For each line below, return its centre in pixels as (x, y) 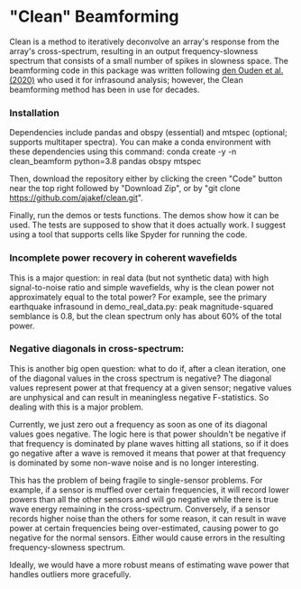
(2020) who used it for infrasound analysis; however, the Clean (126, 79)
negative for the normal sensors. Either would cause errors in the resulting (147, 538)
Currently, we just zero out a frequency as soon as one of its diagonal (138, 424)
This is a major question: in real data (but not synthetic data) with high (139, 278)
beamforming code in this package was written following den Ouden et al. (146, 70)
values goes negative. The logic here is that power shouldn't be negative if (148, 434)
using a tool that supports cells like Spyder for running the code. (128, 235)
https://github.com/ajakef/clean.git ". (77, 198)
